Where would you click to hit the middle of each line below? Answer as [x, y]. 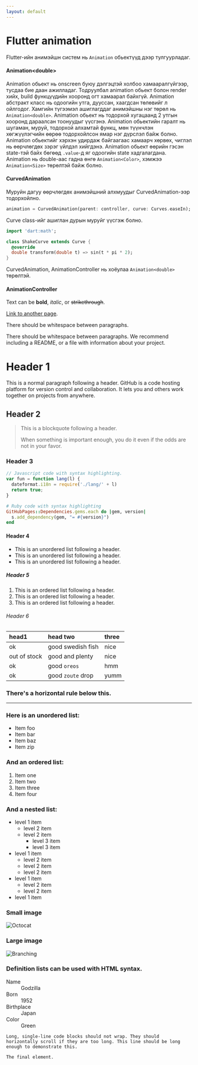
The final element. [30, 1057]
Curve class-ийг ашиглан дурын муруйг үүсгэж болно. [75, 220]
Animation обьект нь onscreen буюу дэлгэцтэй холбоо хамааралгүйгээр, [98, 84]
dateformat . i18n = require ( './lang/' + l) [64, 484]
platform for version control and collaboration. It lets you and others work [95, 389]
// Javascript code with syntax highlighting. [64, 473]
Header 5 [18, 575]
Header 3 [20, 461]
